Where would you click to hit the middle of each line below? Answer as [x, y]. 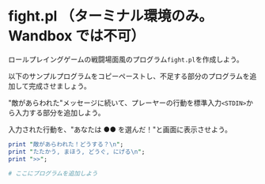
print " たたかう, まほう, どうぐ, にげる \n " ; [77, 152]
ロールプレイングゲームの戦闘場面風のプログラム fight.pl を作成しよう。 [126, 59]
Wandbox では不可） [76, 36]
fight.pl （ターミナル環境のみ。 [111, 16]
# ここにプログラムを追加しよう [53, 173]
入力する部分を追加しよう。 [60, 112]
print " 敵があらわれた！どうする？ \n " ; [66, 144]
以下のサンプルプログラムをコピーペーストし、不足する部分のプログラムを [129, 76]
